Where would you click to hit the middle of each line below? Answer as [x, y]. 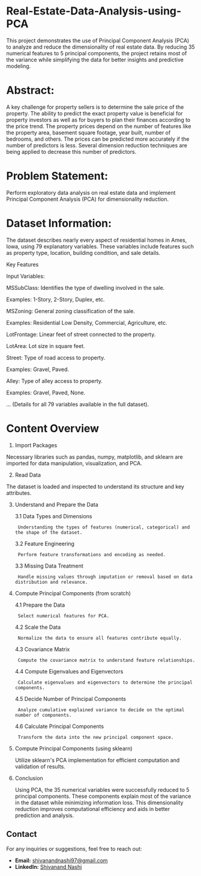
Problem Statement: [57, 176]
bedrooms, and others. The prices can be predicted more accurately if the [98, 139]
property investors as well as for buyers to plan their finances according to [98, 120]
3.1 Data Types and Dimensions [53, 516]
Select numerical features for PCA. [64, 616]
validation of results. [40, 766]
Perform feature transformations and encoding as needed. [92, 554]
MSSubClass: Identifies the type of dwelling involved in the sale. [85, 287]
